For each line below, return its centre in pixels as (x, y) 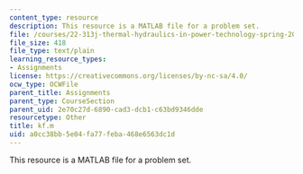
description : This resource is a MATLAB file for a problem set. (134, 26)
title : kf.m (32, 126)
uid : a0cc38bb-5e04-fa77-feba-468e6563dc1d (92, 135)
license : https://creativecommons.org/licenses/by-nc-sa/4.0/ (129, 76)
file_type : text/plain (52, 51)
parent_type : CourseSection (62, 101)
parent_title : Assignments (60, 92)
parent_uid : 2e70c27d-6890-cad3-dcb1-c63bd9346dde (106, 109)
